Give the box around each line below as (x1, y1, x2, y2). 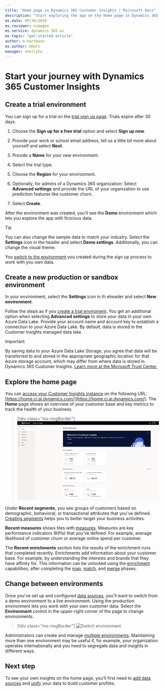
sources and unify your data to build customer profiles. (5, 680, 116, 686)
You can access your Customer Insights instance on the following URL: (5, 391, 147, 397)
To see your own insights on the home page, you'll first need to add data (5, 675, 151, 681)
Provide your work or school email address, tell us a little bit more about (12, 137, 157, 144)
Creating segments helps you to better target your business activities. (5, 515, 145, 521)
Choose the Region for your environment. (12, 171, 96, 177)
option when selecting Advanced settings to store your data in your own (5, 314, 152, 319)
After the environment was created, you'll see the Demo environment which (5, 210, 157, 216)
